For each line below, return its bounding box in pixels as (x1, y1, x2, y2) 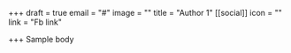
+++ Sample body (8, 34, 74, 44)
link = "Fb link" (8, 17, 63, 27)
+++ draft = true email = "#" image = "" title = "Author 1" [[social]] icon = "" (8, 8, 282, 18)
